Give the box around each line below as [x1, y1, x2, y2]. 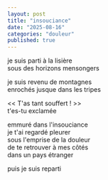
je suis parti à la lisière [7, 56, 72, 65]
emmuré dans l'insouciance [7, 120, 89, 129]
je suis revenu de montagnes [7, 78, 92, 86]
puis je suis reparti [7, 164, 62, 173]
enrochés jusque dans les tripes [7, 85, 102, 94]
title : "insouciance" [7, 17, 72, 24]
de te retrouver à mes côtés [7, 143, 89, 152]
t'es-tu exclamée [7, 107, 57, 115]
